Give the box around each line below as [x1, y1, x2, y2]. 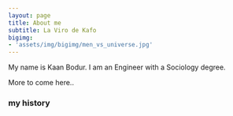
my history [8, 98, 50, 109]
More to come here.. [8, 78, 75, 88]
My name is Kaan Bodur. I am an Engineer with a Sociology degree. [8, 62, 226, 72]
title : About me [8, 19, 61, 27]
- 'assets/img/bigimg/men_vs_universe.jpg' [8, 41, 153, 49]
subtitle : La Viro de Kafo [8, 26, 97, 34]
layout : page [8, 11, 51, 20]
